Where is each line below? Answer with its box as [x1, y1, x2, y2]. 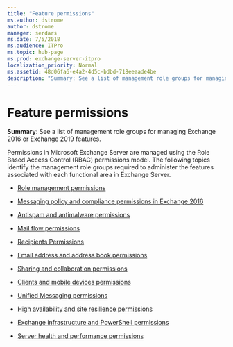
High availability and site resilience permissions [17, 305, 153, 313]
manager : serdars [7, 29, 58, 37]
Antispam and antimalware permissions [17, 211, 130, 219]
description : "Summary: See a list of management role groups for [7, 74, 203, 82]
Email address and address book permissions [17, 251, 148, 260]
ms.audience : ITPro [7, 42, 64, 49]
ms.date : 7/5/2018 [7, 36, 60, 43]
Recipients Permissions [17, 237, 85, 246]
